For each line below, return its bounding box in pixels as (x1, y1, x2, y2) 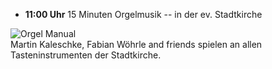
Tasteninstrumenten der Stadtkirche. (10, 49, 162, 61)
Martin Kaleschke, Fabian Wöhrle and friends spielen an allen (10, 39, 263, 50)
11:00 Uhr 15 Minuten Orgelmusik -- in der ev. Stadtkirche (24, 9, 263, 20)
